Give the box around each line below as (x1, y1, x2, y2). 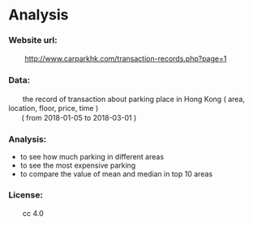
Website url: (8, 35, 58, 46)
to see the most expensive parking (19, 160, 136, 171)
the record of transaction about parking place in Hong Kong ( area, (22, 94, 246, 104)
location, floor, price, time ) (8, 103, 99, 112)
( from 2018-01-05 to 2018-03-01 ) (21, 112, 137, 122)
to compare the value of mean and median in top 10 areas (19, 169, 213, 179)
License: (8, 189, 43, 200)
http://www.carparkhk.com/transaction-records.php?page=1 (24, 54, 227, 64)
